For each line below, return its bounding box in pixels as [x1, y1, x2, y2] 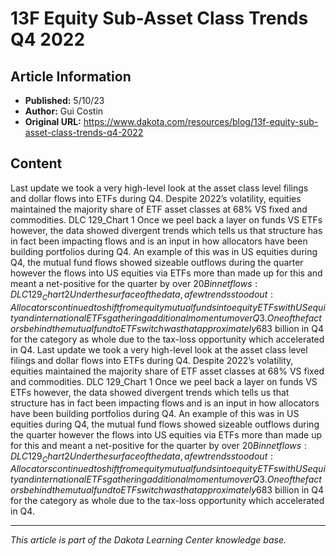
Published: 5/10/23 [24, 95, 105, 106]
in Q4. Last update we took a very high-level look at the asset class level [10, 343, 308, 356]
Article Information [10, 68, 132, 85]
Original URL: [24, 116, 82, 127]
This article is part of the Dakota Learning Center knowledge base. [10, 534, 287, 546]
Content [10, 155, 63, 172]
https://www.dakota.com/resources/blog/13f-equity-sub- [83, 116, 319, 127]
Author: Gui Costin [24, 105, 104, 117]
